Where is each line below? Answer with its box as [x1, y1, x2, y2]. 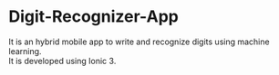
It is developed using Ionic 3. [8, 55, 117, 66]
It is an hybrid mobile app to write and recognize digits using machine [8, 36, 270, 47]
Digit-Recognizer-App [8, 6, 179, 27]
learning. [8, 45, 42, 56]
